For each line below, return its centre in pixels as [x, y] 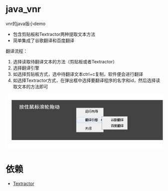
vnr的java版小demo [26, 23]
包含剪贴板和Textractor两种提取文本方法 [54, 34]
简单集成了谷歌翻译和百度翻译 [43, 40]
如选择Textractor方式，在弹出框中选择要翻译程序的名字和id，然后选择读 [86, 80]
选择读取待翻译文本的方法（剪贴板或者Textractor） [65, 61]
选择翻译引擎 [26, 68]
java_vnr [23, 9]
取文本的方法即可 [30, 86]
